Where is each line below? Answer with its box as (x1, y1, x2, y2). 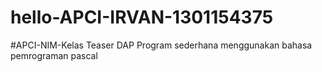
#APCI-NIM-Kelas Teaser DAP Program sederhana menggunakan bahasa (10, 39, 313, 51)
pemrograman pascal (10, 49, 98, 61)
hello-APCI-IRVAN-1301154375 (10, 6, 274, 29)
